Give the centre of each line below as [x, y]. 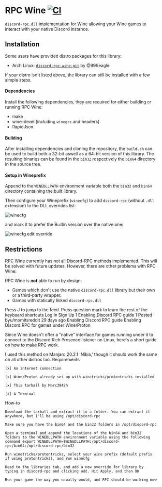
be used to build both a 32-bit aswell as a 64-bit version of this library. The [80, 154]
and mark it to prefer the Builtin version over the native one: [64, 225]
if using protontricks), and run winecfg [47, 459]
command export [20, 442]
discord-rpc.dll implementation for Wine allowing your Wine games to [76, 24]
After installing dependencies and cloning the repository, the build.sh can [79, 149]
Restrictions [24, 249]
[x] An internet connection [33, 369]
